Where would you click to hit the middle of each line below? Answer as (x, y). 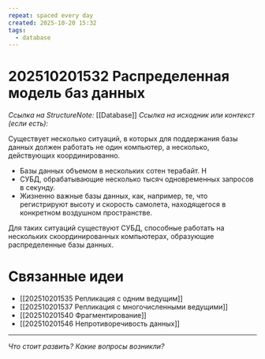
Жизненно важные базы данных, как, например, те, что (114, 196)
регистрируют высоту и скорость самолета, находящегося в (123, 204)
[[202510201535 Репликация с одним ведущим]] (101, 299)
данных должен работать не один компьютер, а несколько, (109, 148)
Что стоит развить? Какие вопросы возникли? (86, 346)
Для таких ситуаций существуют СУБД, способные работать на (116, 228)
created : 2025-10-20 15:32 (52, 23)
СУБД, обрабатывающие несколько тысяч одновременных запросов (136, 179)
